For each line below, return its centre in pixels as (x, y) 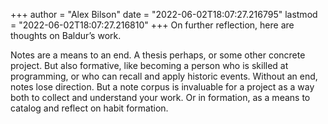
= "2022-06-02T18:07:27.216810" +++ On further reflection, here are (152, 25)
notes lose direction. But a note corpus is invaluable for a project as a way (162, 87)
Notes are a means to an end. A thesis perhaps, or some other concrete (158, 55)
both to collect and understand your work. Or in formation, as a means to (160, 97)
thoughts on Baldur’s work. (66, 35)
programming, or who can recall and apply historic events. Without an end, (164, 76)
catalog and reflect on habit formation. (89, 108)
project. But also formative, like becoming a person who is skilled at (149, 65)
